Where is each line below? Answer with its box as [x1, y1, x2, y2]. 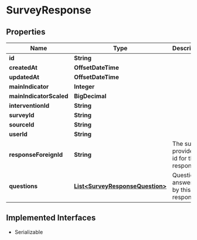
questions [9, 182, 38, 190]
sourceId [9, 121, 35, 129]
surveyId [9, 111, 35, 119]
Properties [6, 27, 46, 37]
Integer [74, 83, 95, 91]
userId [9, 130, 28, 138]
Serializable [14, 228, 43, 235]
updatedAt [9, 73, 40, 81]
